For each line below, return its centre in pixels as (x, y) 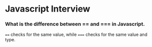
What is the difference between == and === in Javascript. (75, 24)
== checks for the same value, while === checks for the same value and (76, 34)
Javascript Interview (47, 9)
